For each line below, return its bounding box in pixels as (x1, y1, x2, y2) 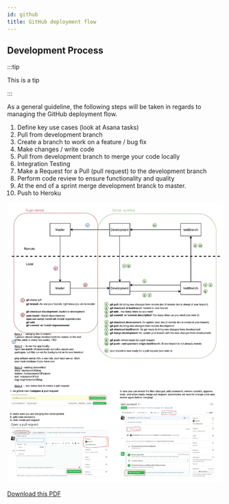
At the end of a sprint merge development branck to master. (16, 182, 186, 190)
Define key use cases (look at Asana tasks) (16, 124, 139, 132)
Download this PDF (7, 490, 62, 498)
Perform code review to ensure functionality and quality (16, 174, 175, 183)
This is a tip (7, 76, 40, 84)
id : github (7, 11, 38, 18)
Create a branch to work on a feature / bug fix (16, 138, 147, 146)
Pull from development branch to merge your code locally (16, 152, 180, 161)
